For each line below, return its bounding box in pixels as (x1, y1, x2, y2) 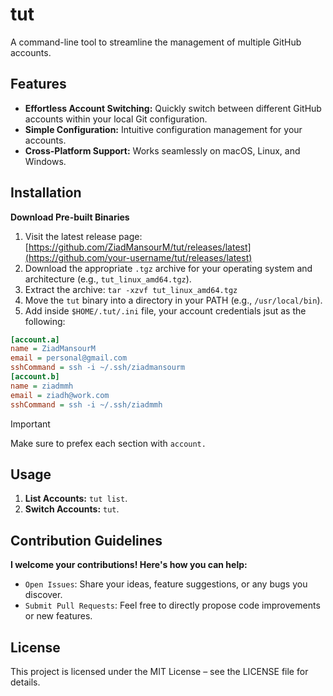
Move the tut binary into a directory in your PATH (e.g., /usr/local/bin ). (24, 294, 323, 306)
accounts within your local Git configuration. (24, 113, 208, 125)
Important (10, 418, 51, 430)
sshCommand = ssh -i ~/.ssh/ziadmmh (10, 399, 163, 410)
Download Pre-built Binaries (10, 211, 130, 223)
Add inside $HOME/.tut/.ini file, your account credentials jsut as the (24, 304, 307, 317)
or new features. (24, 610, 93, 622)
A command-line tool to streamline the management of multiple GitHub (10, 36, 302, 48)
